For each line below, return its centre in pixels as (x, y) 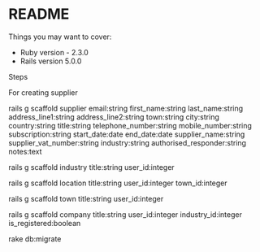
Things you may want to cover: (60, 37)
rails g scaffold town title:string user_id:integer (86, 198)
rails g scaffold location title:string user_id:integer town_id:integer (118, 183)
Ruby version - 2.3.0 (54, 52)
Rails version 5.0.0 (51, 61)
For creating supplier (43, 92)
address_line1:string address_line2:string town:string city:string (114, 117)
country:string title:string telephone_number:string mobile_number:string (130, 125)
